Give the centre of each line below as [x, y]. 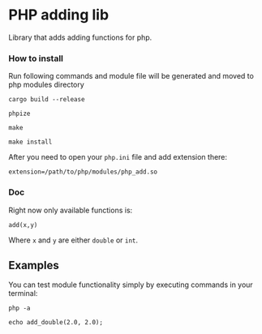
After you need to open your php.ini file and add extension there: [118, 157]
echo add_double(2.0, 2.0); [56, 323]
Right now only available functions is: [71, 210]
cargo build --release [47, 100]
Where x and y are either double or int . [73, 240]
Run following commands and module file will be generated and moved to [131, 76]
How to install [36, 58]
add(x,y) [23, 225]
